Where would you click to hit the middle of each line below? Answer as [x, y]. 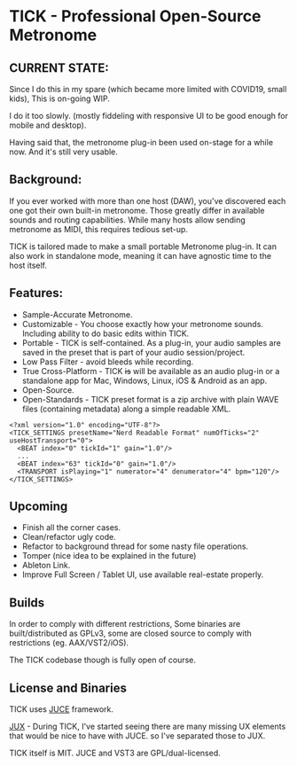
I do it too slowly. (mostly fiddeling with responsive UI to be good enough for [148, 116]
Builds [27, 602]
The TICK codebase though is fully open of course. [103, 660]
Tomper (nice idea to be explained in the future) [109, 556]
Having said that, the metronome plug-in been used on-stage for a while [141, 142]
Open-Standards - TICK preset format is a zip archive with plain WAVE [150, 399]
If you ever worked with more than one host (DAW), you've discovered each [148, 200]
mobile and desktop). [48, 125]
